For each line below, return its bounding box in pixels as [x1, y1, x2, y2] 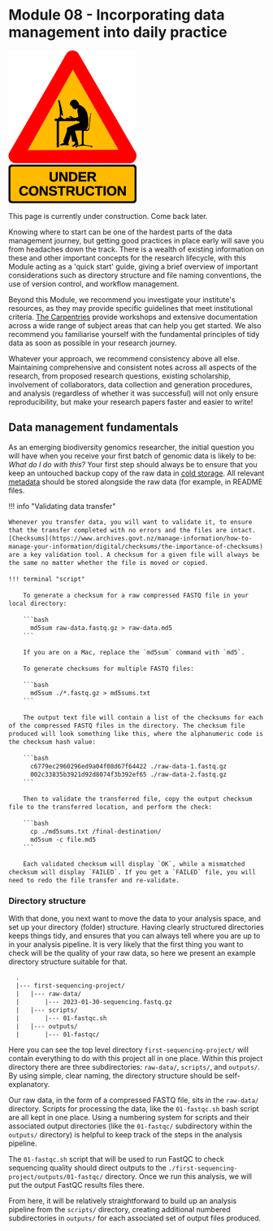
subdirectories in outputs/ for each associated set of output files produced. [8, 1213, 262, 1223]
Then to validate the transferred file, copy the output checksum [23, 795, 253, 803]
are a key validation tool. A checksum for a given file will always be [8, 550, 260, 559]
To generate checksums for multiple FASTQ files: [23, 664, 195, 672]
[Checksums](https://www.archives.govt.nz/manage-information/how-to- [8, 534, 253, 542]
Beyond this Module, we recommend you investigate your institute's [8, 295, 236, 304]
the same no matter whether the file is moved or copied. [8, 559, 209, 567]
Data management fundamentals [8, 421, 179, 435]
